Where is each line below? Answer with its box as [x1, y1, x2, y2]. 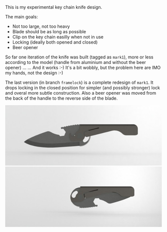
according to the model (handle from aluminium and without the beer [5, 59, 146, 65]
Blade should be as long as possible [12, 29, 86, 34]
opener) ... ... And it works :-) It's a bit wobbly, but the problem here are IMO [5, 64, 161, 70]
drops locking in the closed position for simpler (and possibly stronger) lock [5, 85, 160, 91]
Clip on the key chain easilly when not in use [12, 34, 103, 40]
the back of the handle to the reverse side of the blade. [5, 95, 118, 101]
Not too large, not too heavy [12, 23, 70, 29]
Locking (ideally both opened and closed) [12, 39, 98, 45]
